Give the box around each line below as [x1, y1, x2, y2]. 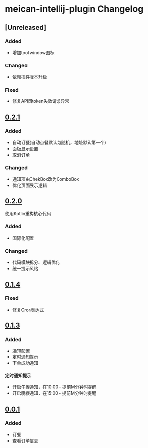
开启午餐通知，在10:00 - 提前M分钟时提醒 [12, 384, 97, 390]
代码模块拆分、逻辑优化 [12, 259, 60, 265]
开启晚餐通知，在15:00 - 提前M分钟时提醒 [12, 390, 97, 396]
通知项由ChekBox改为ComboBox [12, 176, 79, 182]
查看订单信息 [12, 438, 38, 444]
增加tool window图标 [12, 49, 55, 55]
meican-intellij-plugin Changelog [5, 3, 144, 15]
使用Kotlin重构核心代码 [5, 211, 51, 217]
